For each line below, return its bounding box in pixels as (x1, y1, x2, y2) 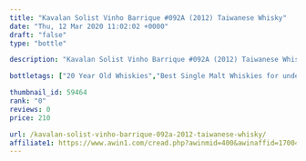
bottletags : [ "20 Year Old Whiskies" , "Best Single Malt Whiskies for (9, 72, 280, 81)
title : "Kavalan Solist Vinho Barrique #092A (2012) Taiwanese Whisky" (9, 13, 287, 23)
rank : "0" (9, 96, 47, 106)
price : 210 (9, 113, 51, 123)
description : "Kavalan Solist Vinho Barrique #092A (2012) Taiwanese (9, 55, 280, 65)
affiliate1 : (9, 138, 55, 147)
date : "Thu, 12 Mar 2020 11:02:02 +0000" (9, 22, 169, 31)
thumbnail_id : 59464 (9, 88, 88, 97)
